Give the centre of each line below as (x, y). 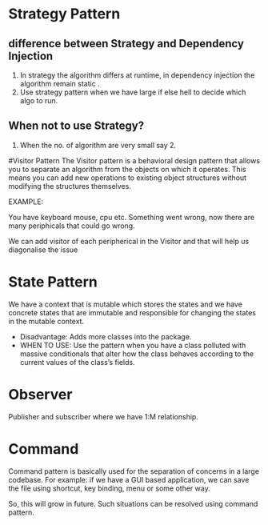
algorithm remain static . (60, 84)
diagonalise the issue (43, 250)
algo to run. (39, 100)
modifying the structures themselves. (70, 186)
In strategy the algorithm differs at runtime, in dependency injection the (137, 75)
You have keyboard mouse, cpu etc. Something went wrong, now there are (131, 217)
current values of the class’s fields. (77, 362)
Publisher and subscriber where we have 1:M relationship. (103, 416)
